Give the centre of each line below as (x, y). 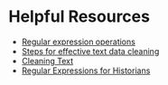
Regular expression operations (79, 42)
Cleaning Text (47, 61)
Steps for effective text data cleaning (90, 51)
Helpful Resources (79, 17)
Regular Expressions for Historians (86, 71)
